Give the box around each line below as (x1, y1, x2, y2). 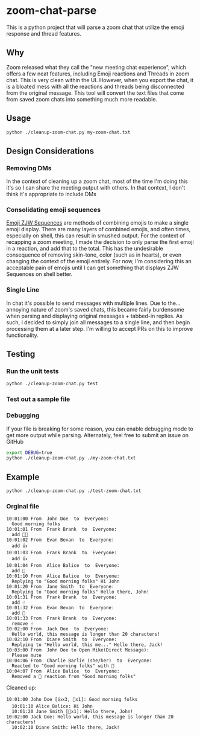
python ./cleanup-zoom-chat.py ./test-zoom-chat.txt (6, 488, 142, 494)
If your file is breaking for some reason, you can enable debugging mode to (6, 425, 194, 432)
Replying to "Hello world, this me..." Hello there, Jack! (11, 642, 163, 648)
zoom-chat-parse (6, 4, 97, 18)
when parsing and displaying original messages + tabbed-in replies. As (6, 312, 183, 319)
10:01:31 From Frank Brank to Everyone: (6, 594, 117, 601)
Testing (6, 349, 36, 359)
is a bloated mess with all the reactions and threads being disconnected (6, 83, 185, 90)
